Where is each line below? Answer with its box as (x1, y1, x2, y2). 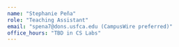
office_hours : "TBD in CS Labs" (7, 29, 101, 37)
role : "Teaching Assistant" (7, 17, 89, 23)
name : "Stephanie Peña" (7, 10, 77, 17)
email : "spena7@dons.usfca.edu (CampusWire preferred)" (7, 23, 173, 30)
